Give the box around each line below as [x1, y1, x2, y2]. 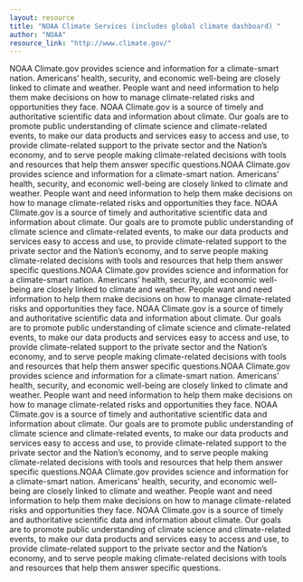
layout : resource [9, 13, 75, 23]
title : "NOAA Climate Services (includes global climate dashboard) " [9, 22, 281, 31]
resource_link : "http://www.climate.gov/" [9, 38, 172, 48]
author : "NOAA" [9, 30, 67, 39]
